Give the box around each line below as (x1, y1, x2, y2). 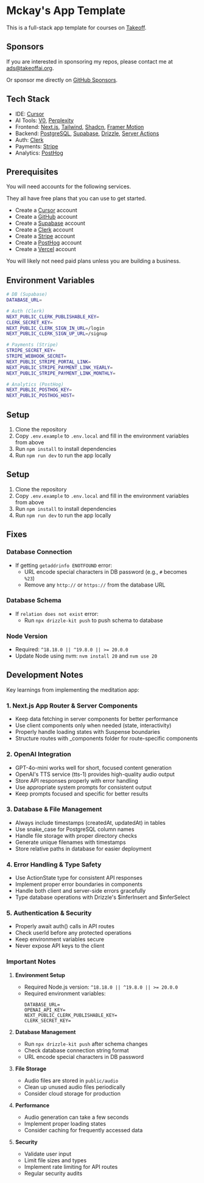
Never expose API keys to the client (15, 942, 105, 950)
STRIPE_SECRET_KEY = (6, 348, 56, 354)
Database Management (15, 1028, 76, 1036)
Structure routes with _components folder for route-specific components (15, 734, 198, 742)
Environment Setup (15, 971, 66, 978)
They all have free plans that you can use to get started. (6, 195, 147, 202)
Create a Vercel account (15, 246, 76, 253)
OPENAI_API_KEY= (24, 1006, 66, 1013)
